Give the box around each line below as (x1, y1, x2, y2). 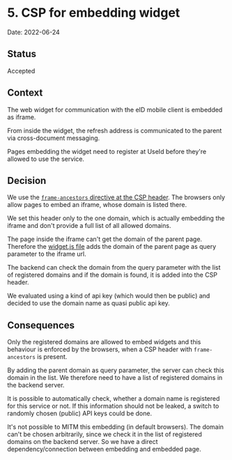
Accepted (7, 66, 36, 75)
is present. (37, 353, 68, 361)
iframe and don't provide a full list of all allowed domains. (7, 222, 171, 230)
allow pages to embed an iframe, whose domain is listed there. (7, 201, 187, 209)
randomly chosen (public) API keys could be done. (7, 409, 152, 417)
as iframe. (7, 113, 36, 121)
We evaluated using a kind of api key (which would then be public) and (7, 291, 210, 300)
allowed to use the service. (7, 155, 85, 163)
